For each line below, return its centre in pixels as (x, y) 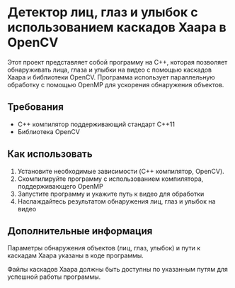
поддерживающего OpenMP (61, 186)
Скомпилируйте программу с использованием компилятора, (110, 179)
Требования (35, 107)
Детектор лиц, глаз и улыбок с (103, 12)
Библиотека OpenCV (48, 131)
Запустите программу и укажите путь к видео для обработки (111, 194)
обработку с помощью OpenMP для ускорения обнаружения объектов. (116, 84)
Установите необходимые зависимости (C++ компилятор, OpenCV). (121, 171)
